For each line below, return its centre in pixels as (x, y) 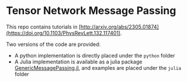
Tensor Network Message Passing (91, 11)
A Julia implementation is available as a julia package (78, 62)
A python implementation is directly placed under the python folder (95, 55)
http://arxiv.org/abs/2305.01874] (120, 27)
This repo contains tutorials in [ (44, 27)
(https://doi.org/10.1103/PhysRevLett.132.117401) (63, 33)
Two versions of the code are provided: (53, 44)
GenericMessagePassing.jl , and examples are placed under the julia (98, 67)
